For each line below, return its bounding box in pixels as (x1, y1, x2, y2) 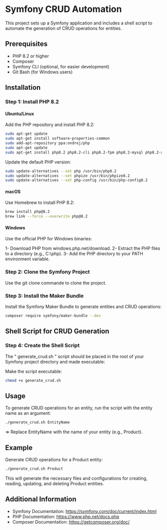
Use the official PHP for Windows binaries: (5, 236, 92, 242)
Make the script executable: (5, 368, 62, 374)
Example (5, 443, 33, 452)
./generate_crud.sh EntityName (5, 420, 70, 425)
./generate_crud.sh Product (5, 466, 64, 471)
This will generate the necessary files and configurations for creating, (5, 475, 148, 481)
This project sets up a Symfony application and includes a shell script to (5, 20, 153, 26)
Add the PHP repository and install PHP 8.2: (5, 122, 95, 128)
